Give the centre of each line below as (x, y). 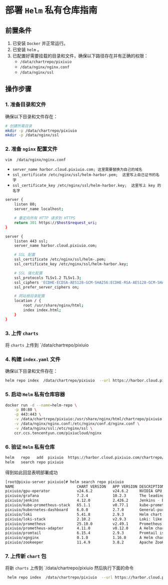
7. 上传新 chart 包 (26, 556)
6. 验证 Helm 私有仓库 (30, 447)
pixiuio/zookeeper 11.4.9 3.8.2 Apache (79, 542)
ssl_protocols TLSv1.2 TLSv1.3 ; (48, 278)
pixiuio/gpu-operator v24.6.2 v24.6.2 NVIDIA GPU (84, 491)
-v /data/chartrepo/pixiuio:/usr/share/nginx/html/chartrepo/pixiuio (88, 419)
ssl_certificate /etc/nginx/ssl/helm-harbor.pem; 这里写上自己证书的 (84, 175)
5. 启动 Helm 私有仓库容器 (35, 395)
